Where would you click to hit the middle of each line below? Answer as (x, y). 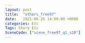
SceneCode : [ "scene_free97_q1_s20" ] (43, 33)
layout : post (19, 10)
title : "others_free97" (31, 14)
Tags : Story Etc (22, 28)
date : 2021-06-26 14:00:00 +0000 (42, 19)
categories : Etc (22, 23)
